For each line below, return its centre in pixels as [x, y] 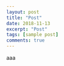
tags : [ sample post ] [33, 35]
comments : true [26, 40]
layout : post [23, 12]
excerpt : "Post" [27, 29]
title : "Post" [24, 18]
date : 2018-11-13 [28, 23]
